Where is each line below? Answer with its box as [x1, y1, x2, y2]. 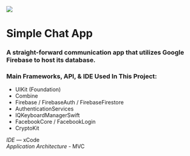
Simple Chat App [6, 27, 93, 41]
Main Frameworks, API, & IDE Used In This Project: [6, 72, 157, 81]
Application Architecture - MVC [6, 143, 85, 150]
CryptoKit [15, 124, 39, 132]
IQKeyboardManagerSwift [15, 112, 80, 119]
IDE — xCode [6, 137, 40, 144]
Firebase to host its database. [6, 56, 96, 64]
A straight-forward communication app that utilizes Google [6, 49, 185, 57]
